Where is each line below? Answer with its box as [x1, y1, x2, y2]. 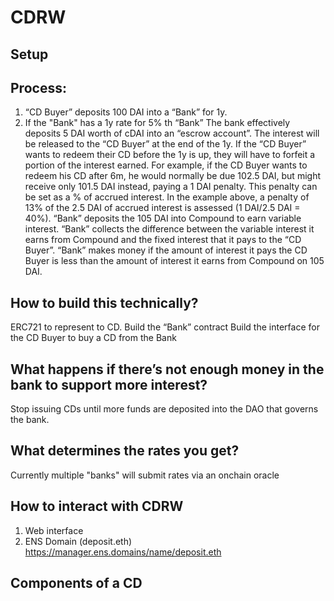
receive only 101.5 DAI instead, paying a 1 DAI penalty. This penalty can [24, 181, 318, 193]
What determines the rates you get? [10, 442, 240, 460]
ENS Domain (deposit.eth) [24, 535, 133, 547]
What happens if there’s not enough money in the [10, 361, 325, 378]
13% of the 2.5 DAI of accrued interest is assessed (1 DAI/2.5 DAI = [24, 202, 301, 214]
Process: [10, 79, 67, 96]
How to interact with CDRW [10, 498, 184, 515]
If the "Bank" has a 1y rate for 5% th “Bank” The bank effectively [24, 117, 291, 129]
